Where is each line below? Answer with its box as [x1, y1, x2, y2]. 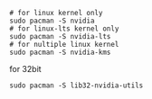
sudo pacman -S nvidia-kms [9, 48, 111, 57]
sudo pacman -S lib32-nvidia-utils [9, 81, 144, 90]
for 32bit [9, 64, 43, 74]
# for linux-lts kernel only [9, 24, 119, 33]
